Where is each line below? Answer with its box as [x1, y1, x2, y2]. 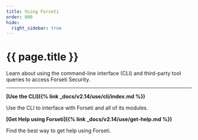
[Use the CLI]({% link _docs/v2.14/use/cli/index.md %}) [6, 93, 146, 100]
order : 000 [6, 14, 33, 20]
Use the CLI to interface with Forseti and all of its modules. [6, 104, 148, 112]
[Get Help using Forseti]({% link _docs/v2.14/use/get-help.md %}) [6, 116, 173, 123]
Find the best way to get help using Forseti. [6, 127, 111, 134]
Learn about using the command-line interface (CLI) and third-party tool [6, 70, 181, 77]
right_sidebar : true [11, 25, 62, 31]
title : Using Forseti [6, 8, 60, 15]
